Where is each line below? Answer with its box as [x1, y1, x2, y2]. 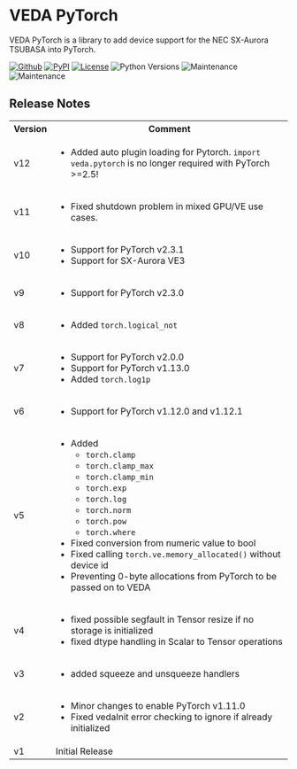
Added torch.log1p [70, 373, 151, 385]
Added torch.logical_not [70, 318, 179, 330]
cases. [70, 211, 99, 223]
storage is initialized [70, 624, 154, 636]
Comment [148, 122, 192, 135]
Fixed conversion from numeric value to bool [70, 537, 256, 549]
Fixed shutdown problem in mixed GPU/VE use [70, 200, 263, 213]
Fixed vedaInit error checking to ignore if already [70, 711, 273, 723]
